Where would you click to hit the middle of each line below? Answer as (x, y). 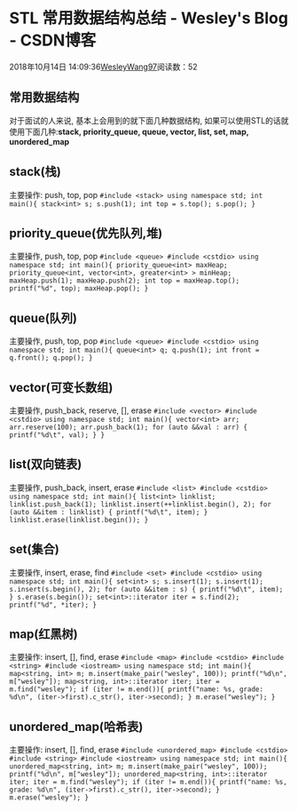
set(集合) (34, 549)
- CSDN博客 (53, 40)
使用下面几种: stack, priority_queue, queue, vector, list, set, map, (129, 131)
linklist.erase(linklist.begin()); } (79, 520)
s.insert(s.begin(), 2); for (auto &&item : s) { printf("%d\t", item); (146, 589)
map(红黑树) (43, 635)
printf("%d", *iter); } (53, 605)
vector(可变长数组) (61, 387)
